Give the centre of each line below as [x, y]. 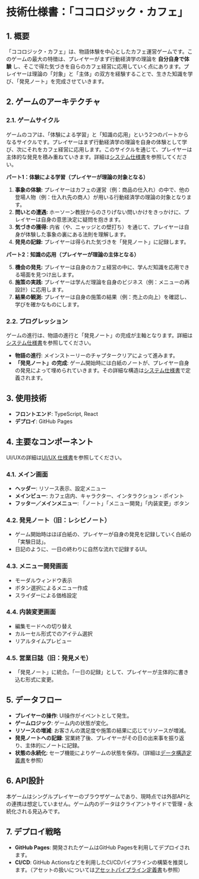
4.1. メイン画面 [27, 474]
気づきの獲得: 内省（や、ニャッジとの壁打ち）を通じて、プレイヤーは [99, 226]
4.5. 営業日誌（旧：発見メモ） [49, 658]
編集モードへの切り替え [43, 626]
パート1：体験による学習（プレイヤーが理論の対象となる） [77, 177]
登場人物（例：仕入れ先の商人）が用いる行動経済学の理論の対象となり [101, 197]
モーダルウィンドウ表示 [43, 580]
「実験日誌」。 [32, 542]
